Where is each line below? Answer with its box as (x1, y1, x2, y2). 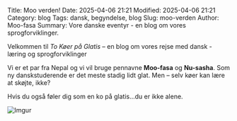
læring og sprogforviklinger (7, 50, 87, 58)
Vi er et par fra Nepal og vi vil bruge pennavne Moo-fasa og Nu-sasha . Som (7, 64, 231, 71)
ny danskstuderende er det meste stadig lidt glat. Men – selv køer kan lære (7, 71, 225, 79)
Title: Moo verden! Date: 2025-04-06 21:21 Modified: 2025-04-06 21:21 (7, 6, 216, 14)
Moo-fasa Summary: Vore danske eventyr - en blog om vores (7, 21, 186, 29)
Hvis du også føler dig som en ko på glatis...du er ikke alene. (7, 92, 183, 100)
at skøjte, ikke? (7, 79, 51, 87)
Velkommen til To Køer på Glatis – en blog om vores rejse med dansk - (7, 42, 212, 50)
